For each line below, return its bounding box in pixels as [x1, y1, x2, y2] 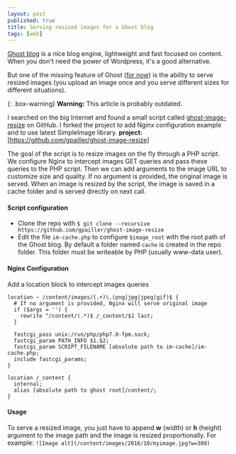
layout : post [7, 10, 46, 18]
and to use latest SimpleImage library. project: [7, 128, 143, 137]
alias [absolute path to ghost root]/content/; [13, 387, 157, 394]
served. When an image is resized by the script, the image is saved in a [7, 180, 215, 188]
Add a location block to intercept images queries [7, 280, 150, 288]
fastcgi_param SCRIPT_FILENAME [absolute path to [13, 343, 163, 351]
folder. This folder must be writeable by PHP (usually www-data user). [17, 248, 223, 256]
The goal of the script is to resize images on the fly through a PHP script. [7, 149, 220, 158]
